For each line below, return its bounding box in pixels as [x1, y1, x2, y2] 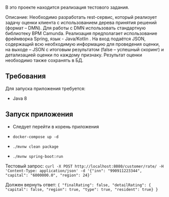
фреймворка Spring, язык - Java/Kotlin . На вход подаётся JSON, [5, 36, 146, 42]
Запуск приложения [5, 110, 73, 119]
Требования [5, 72, 46, 81]
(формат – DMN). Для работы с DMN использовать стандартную [5, 25, 146, 31]
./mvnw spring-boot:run [12, 154, 64, 159]
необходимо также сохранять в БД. [5, 57, 84, 63]
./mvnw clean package [12, 144, 59, 149]
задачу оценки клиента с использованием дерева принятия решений [5, 20, 157, 25]
